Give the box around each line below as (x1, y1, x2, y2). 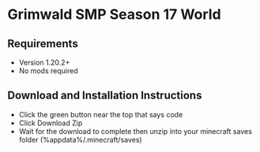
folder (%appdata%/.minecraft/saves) (18, 135, 143, 144)
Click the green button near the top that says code (18, 109, 183, 119)
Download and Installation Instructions (7, 89, 202, 102)
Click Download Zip (18, 118, 83, 128)
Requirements (7, 37, 78, 50)
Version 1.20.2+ (18, 57, 70, 67)
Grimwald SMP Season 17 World (7, 6, 222, 24)
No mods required (18, 66, 78, 76)
